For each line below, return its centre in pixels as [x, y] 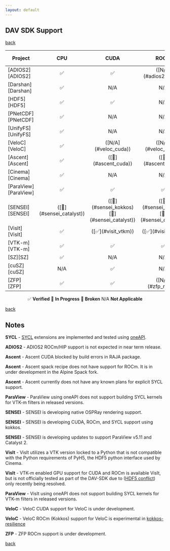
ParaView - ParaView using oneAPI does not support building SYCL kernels [84, 397]
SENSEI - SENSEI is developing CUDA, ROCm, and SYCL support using [79, 422]
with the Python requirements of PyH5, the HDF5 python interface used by [83, 458]
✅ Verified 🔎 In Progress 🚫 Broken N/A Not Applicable [85, 299]
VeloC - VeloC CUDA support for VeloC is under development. [70, 509]
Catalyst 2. [16, 443]
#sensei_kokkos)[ [113, 207]
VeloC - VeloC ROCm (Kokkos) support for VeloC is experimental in [75, 519]
